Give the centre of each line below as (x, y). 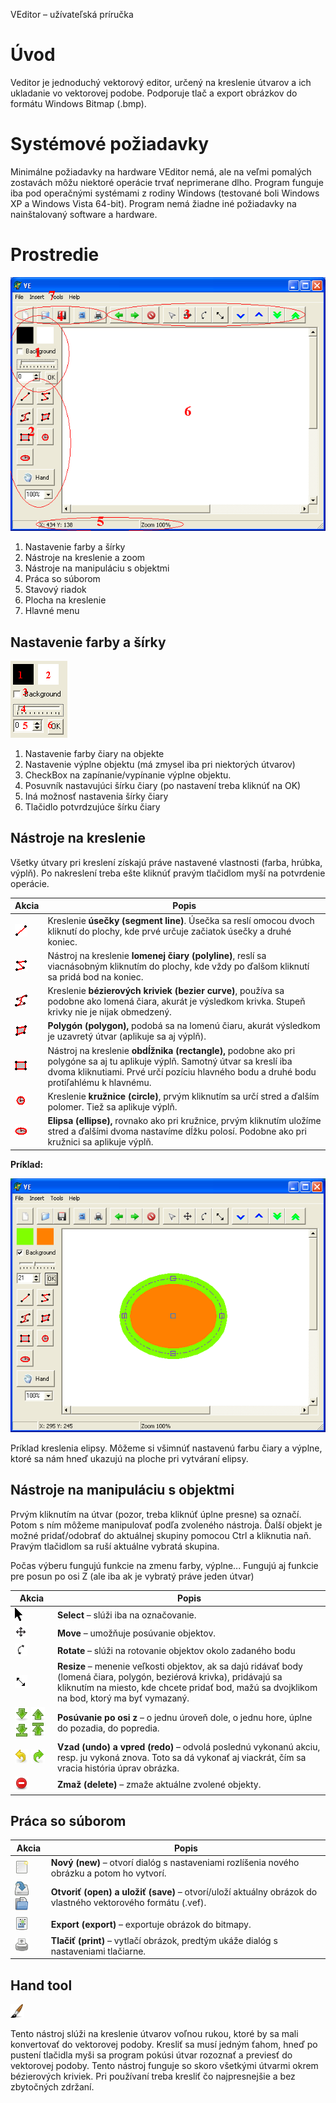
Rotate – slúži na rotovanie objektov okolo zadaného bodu (176, 1651)
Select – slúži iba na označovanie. (127, 1615)
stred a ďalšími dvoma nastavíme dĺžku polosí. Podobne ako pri (177, 1131)
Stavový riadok (55, 590)
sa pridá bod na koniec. (95, 976)
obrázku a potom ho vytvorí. (108, 1873)
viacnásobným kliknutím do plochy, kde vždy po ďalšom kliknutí (178, 966)
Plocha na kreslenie (65, 600)
